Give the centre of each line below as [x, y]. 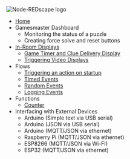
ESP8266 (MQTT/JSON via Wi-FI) [66, 144]
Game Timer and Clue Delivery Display [72, 53]
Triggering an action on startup [63, 73]
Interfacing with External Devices [56, 111]
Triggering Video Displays [56, 60]
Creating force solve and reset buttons [72, 40]
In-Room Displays [37, 47]
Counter [34, 105]
